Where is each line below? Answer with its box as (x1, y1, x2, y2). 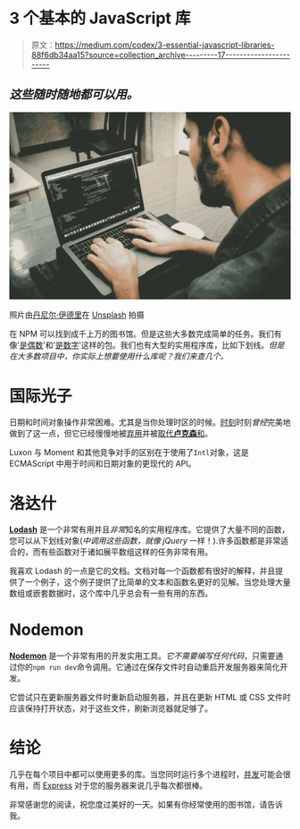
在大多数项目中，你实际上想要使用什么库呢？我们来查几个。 (9, 351, 229, 362)
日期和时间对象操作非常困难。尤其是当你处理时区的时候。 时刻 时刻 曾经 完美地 (9, 417, 291, 427)
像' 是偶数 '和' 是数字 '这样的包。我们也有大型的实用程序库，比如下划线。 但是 (9, 340, 285, 351)
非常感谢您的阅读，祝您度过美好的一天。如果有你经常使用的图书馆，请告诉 (9, 799, 283, 810)
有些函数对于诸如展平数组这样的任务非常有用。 (39, 546, 212, 557)
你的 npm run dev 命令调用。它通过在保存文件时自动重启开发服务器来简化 (16, 662, 280, 673)
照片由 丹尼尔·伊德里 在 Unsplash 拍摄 (9, 309, 145, 320)
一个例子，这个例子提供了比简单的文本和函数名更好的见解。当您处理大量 (24, 577, 291, 588)
